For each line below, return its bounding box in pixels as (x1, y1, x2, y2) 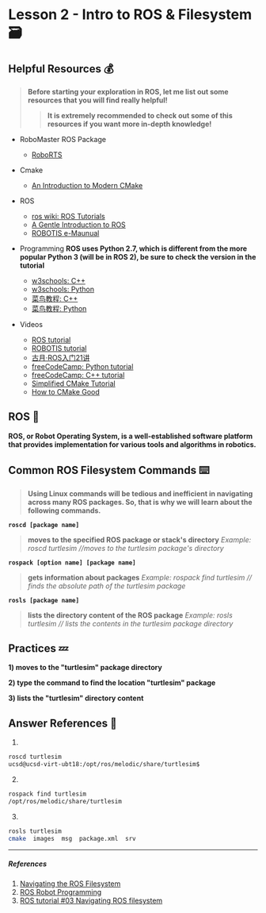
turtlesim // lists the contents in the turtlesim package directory (27, 618, 234, 628)
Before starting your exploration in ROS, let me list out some (27, 87, 229, 96)
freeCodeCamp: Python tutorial (31, 362, 134, 371)
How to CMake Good (31, 387, 101, 396)
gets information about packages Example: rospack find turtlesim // (27, 572, 253, 582)
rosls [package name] (8, 596, 80, 604)
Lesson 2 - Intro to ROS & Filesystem (8, 6, 253, 24)
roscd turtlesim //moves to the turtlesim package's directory (27, 543, 224, 553)
